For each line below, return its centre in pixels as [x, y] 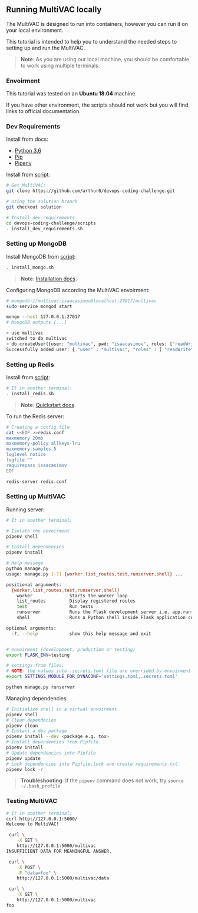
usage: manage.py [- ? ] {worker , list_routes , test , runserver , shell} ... [95, 574]
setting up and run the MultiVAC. [46, 48]
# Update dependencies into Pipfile [51, 753]
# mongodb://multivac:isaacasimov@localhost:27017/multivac [82, 301]
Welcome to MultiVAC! [33, 824]
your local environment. [35, 30]
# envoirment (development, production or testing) [71, 649]
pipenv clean [22, 726]
